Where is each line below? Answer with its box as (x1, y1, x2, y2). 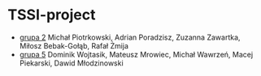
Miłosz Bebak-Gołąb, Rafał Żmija (19, 40, 129, 50)
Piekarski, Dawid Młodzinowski (19, 58, 124, 68)
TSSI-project (7, 6, 96, 24)
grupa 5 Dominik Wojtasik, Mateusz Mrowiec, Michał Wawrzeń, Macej (19, 49, 254, 59)
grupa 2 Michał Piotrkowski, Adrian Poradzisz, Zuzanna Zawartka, (19, 32, 241, 42)
